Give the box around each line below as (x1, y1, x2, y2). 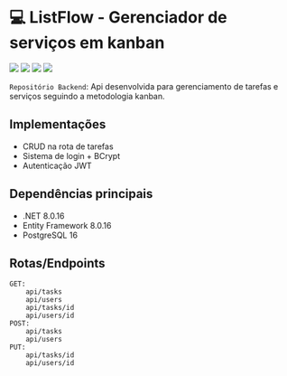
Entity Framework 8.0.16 (22, 220, 112, 230)
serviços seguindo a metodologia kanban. (9, 90, 165, 101)
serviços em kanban (9, 33, 165, 53)
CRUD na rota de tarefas (22, 141, 115, 152)
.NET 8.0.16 (22, 210, 65, 221)
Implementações (9, 117, 106, 132)
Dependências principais (9, 186, 153, 202)
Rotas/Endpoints (9, 255, 106, 271)
